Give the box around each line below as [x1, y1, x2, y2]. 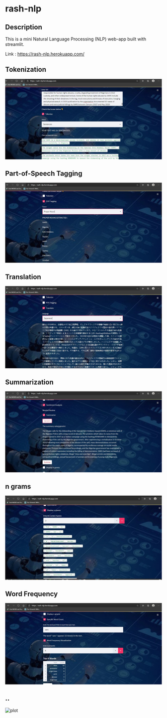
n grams [5, 482, 31, 491]
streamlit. [5, 41, 24, 47]
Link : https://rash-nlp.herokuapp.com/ [5, 51, 84, 57]
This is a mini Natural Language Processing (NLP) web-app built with [5, 36, 147, 42]
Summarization [5, 378, 54, 386]
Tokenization [5, 65, 46, 74]
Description [5, 23, 42, 31]
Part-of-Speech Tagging [5, 169, 83, 177]
